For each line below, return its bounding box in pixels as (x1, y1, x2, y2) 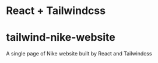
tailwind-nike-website (6, 31, 115, 44)
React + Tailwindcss (6, 4, 106, 17)
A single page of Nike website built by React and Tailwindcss (6, 50, 152, 57)
